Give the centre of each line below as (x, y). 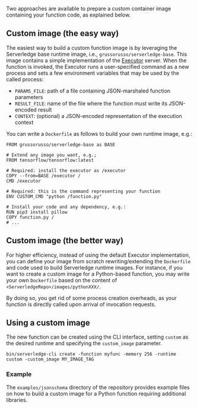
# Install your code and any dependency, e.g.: (66, 207)
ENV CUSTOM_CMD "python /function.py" (54, 196)
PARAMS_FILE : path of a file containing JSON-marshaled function (93, 91)
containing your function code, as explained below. (69, 15)
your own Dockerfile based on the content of (62, 280)
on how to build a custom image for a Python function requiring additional (96, 393)
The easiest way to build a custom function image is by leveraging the (92, 47)
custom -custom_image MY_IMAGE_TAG (50, 359)
